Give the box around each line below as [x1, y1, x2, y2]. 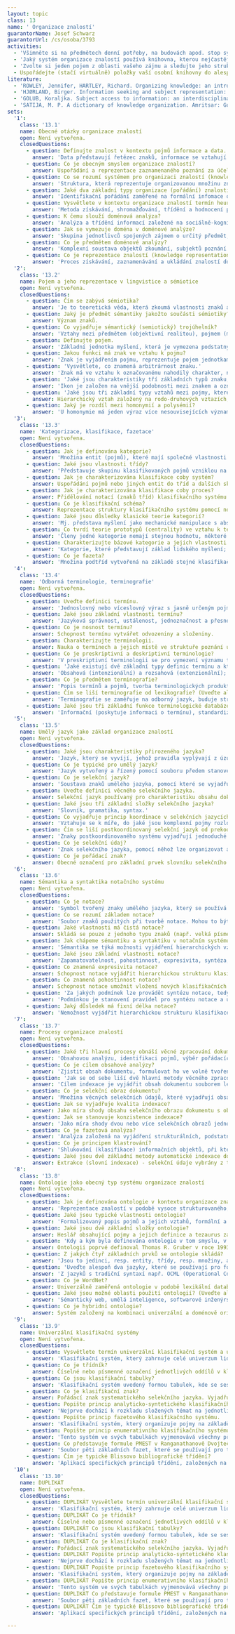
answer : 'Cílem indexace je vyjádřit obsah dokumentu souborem [32, 1081, 220, 1088]
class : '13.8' [20, 1172, 61, 1180]
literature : [7, 75, 42, 83]
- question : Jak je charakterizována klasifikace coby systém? [25, 474, 215, 481]
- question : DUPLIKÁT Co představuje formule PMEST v [25, 1590, 187, 1597]
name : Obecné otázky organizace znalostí [20, 128, 142, 135]
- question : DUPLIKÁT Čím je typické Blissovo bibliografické [25, 1603, 211, 1610]
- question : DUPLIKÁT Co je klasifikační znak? [25, 1538, 168, 1545]
